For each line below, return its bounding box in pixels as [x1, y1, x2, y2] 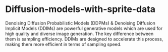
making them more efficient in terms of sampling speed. [5, 41, 122, 47]
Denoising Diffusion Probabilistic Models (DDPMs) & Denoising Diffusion [5, 20, 155, 26]
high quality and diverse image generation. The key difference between [5, 30, 154, 36]
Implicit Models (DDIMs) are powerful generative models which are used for [5, 25, 163, 31]
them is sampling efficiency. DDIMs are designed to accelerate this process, [5, 36, 163, 42]
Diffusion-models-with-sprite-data [5, 3, 155, 15]
